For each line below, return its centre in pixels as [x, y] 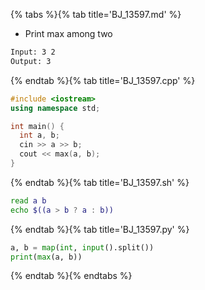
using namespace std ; [55, 108]
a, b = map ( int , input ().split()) [82, 247]
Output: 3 [31, 61]
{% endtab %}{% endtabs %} [71, 276]
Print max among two [68, 33]
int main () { [37, 126]
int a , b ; [39, 135]
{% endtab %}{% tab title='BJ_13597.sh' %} [100, 182]
